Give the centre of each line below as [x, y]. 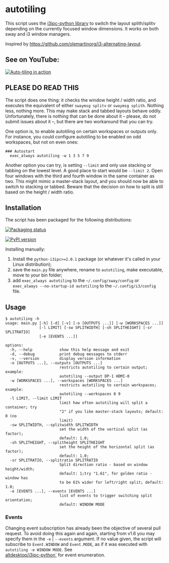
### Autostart [20, 151]
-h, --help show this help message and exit [70, 350]
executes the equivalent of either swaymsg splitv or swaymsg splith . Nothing [84, 105]
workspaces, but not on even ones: [42, 142]
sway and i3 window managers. [38, 34]
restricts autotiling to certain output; [103, 367]
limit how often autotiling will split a [103, 403]
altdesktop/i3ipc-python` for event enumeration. [55, 555]
